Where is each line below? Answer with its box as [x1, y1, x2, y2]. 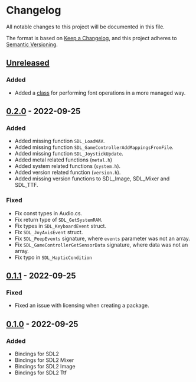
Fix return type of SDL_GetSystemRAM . [14, 216, 103, 223]
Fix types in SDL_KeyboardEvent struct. [14, 222, 107, 229]
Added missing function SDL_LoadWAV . [14, 137, 105, 145]
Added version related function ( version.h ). [14, 169, 121, 176]
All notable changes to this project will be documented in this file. [6, 23, 165, 30]
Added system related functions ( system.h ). [14, 163, 121, 170]
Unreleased [6, 58, 50, 68]
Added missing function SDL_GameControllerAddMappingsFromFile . [14, 144, 174, 151]
